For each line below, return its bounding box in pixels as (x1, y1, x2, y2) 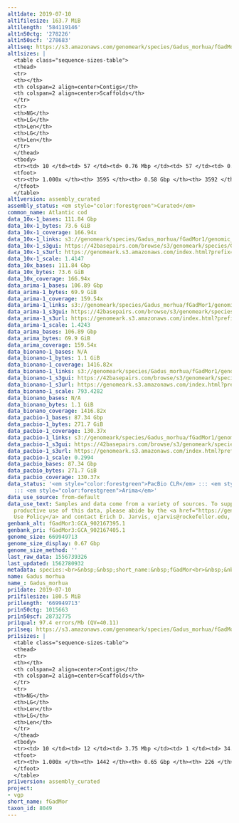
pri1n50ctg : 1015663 (7, 606, 69, 613)
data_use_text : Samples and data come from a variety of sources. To (7, 500, 218, 508)
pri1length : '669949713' (7, 599, 81, 607)
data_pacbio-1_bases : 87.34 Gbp (7, 414, 103, 421)
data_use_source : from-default (7, 493, 100, 500)
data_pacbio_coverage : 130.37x (7, 474, 100, 481)
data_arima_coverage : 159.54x (7, 341, 97, 349)
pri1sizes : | (7, 633, 46, 640)
